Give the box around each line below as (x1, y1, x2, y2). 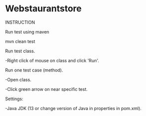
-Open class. (5, 77, 32, 82)
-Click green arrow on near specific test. (5, 86, 88, 92)
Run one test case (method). (5, 67, 63, 73)
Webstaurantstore (5, 3, 82, 14)
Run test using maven (5, 29, 49, 35)
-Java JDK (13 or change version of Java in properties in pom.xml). (5, 105, 142, 111)
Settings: (5, 96, 23, 102)
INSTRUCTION (5, 19, 35, 25)
